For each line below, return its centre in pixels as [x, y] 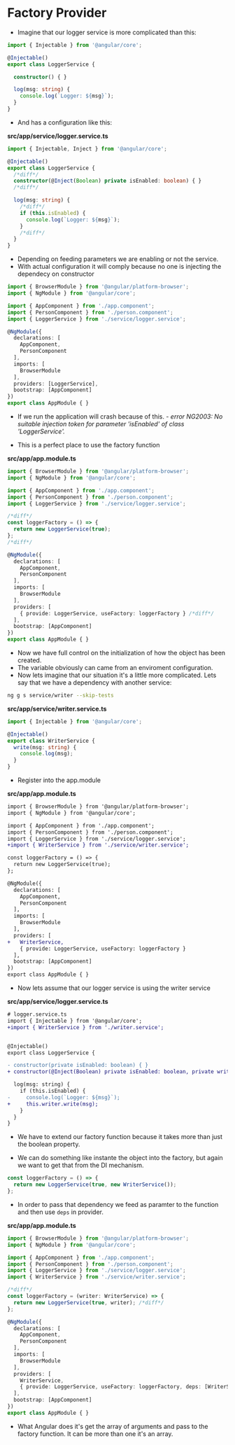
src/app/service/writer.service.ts [57, 708]
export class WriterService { [51, 741]
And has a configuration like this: [65, 122]
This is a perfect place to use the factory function [88, 445]
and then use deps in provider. [60, 1212]
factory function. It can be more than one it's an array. [95, 1434]
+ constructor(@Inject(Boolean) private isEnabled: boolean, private [111, 1072]
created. [29, 660]
